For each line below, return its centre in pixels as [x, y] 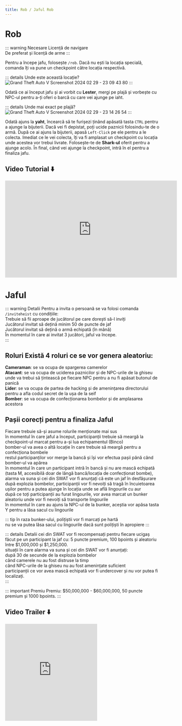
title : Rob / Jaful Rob [29, 10]
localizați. [15, 576]
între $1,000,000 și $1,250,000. [37, 544]
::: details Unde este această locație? [42, 77]
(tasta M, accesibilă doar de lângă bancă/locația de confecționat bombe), [79, 473]
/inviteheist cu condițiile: [32, 314]
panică [12, 383]
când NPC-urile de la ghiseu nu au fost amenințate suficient [65, 565]
